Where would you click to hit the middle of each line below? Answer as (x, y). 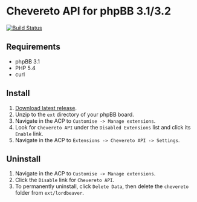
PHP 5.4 (25, 68)
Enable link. (29, 134)
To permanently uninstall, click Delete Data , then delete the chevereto (102, 186)
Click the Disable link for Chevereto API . (65, 180)
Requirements (33, 47)
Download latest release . (46, 108)
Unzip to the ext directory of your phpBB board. (74, 114)
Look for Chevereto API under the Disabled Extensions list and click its (103, 127)
